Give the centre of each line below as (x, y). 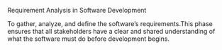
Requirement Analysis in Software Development (77, 10)
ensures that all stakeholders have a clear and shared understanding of (111, 31)
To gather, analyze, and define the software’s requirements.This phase (110, 24)
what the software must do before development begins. (89, 39)
